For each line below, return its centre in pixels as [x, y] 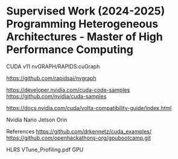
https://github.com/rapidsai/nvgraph [51, 78]
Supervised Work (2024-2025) [86, 11]
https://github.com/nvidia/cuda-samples [56, 96]
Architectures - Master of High [84, 37]
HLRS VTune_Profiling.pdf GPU [45, 149]
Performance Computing [70, 50]
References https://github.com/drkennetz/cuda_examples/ [79, 131]
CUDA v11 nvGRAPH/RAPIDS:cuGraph [53, 66]
